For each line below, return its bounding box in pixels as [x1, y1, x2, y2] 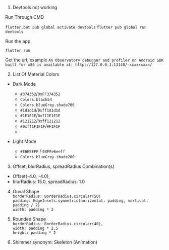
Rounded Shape [12, 216, 46, 222]
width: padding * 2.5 [12, 226, 58, 231]
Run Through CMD [5, 14, 44, 20]
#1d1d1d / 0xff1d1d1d [20, 107, 61, 113]
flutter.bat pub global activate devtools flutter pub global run [5, 25, 147, 30]
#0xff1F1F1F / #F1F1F [20, 123, 61, 129]
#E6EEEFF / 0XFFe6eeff [20, 148, 66, 154]
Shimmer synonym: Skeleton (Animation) [12, 239, 97, 245]
